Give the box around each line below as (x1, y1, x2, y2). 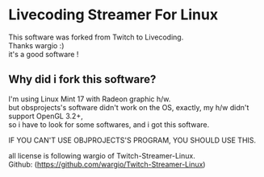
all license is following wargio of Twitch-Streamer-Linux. (8, 150, 195, 160)
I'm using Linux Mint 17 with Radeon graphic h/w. (8, 94, 171, 104)
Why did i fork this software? (8, 72, 157, 86)
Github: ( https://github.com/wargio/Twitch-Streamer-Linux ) (8, 159, 206, 169)
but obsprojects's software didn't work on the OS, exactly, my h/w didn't (8, 102, 249, 112)
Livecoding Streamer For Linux (8, 6, 219, 24)
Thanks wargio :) (8, 40, 65, 50)
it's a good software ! (8, 49, 79, 59)
